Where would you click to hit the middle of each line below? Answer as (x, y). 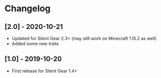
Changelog (28, 9)
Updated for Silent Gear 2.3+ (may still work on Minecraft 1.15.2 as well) (84, 38)
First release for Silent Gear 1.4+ (44, 71)
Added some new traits (35, 44)
